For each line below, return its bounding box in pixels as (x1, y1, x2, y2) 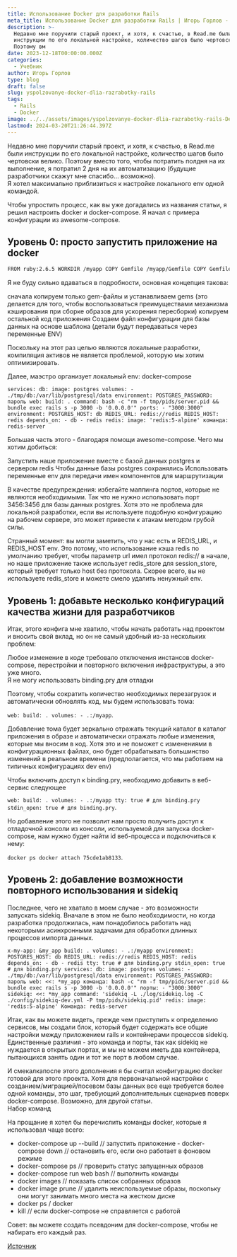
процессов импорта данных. (7, 933, 94, 942)
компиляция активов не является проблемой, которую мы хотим (7, 351, 205, 359)
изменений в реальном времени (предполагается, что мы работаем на (7, 755, 224, 763)
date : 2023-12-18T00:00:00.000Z (7, 50, 102, 57)
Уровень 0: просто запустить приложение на (7, 236, 218, 248)
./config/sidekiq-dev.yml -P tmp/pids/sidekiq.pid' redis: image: (7, 997, 207, 1004)
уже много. (7, 668, 42, 676)
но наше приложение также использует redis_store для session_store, (7, 560, 217, 568)
